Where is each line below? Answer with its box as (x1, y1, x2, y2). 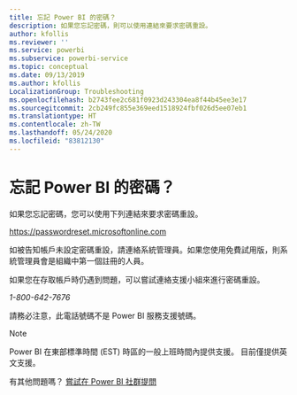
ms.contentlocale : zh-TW (9, 120, 101, 129)
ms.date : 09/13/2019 (9, 71, 86, 80)
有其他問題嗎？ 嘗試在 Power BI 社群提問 (9, 376, 157, 386)
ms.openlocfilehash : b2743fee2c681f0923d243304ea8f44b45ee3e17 (9, 95, 247, 105)
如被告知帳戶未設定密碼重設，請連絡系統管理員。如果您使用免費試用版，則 (9, 244, 280, 255)
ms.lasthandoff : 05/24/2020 (9, 128, 113, 137)
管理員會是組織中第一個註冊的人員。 (16, 255, 148, 266)
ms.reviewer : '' (9, 37, 69, 47)
